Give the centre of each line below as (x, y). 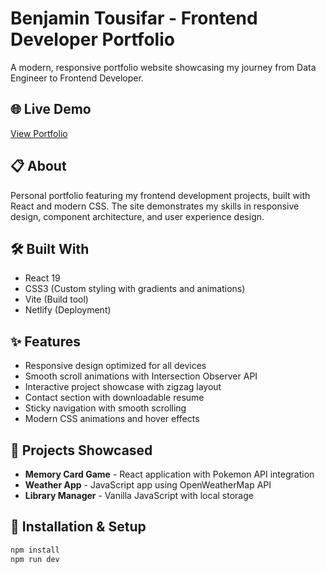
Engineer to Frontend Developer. (77, 78)
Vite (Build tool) (56, 299)
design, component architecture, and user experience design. (137, 216)
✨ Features (45, 341)
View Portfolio (39, 133)
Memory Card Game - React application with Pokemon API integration (169, 474)
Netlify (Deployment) (68, 310)
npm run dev (35, 559)
